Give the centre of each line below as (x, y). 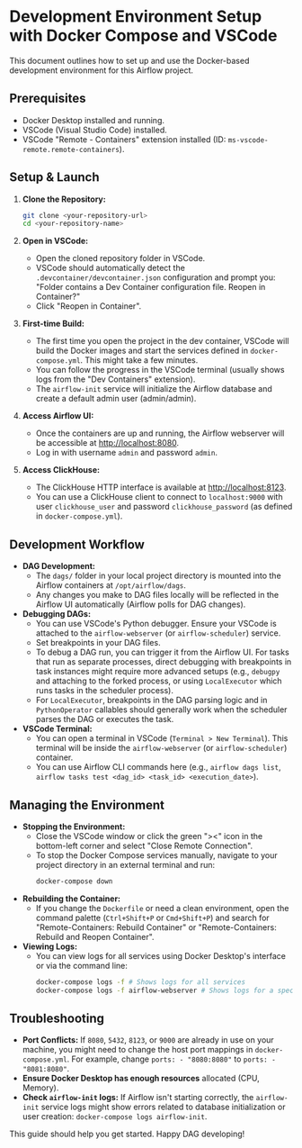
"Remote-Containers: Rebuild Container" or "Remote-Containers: (156, 927)
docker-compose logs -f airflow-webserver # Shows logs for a (155, 990)
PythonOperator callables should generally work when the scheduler (161, 710)
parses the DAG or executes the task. (105, 719)
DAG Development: (59, 566)
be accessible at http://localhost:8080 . (107, 443)
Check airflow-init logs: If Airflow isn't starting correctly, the (138, 1098)
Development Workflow (77, 544)
